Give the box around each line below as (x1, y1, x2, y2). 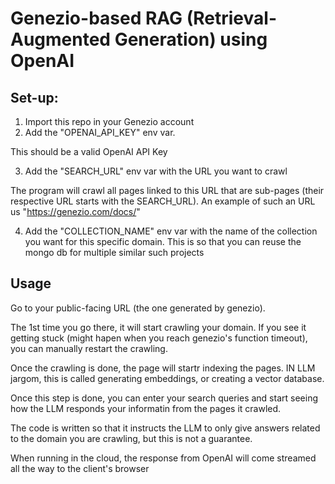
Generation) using (114, 28, 268, 51)
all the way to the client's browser (10, 462, 150, 474)
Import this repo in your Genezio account (24, 116, 195, 127)
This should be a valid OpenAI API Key (10, 146, 168, 157)
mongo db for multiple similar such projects (24, 247, 205, 258)
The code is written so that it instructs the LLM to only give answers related (10, 422, 321, 434)
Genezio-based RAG (10, 7, 183, 30)
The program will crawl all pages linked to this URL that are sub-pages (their (10, 185, 325, 196)
